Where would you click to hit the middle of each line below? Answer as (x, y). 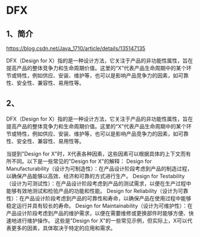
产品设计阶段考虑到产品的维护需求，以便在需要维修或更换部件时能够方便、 (97, 213)
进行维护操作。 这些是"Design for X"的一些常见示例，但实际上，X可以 (102, 220)
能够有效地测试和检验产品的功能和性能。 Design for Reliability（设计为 (92, 191)
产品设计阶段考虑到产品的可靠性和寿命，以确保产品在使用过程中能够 (108, 198)
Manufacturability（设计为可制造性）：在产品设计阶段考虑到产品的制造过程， (99, 168)
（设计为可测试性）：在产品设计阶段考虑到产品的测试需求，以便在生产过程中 (99, 183)
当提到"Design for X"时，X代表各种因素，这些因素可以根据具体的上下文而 (96, 154)
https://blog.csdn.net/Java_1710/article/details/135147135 (76, 48)
